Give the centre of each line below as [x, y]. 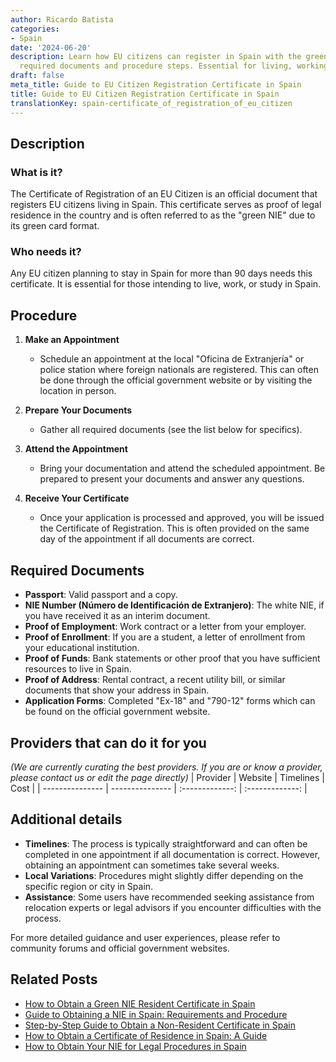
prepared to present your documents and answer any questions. [172, 479]
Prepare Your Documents [78, 410]
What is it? [36, 172]
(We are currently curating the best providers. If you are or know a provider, [166, 767]
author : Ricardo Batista [62, 19]
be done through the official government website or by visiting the [176, 380]
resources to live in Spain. [78, 669]
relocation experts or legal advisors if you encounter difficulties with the [173, 907]
